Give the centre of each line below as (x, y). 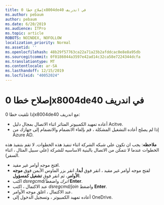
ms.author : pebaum (24, 15)
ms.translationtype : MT (30, 61)
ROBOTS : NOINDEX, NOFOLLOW (33, 38)
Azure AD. (23, 134)
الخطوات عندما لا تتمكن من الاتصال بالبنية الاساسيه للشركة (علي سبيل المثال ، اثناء (82, 150)
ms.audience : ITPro (26, 29)
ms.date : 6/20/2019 (26, 24)
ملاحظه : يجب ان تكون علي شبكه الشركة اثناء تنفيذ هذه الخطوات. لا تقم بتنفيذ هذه (81, 145)
